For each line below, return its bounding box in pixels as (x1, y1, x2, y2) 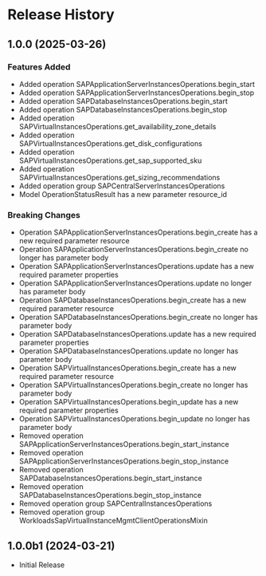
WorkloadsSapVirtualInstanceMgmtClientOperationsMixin (18, 516, 208, 526)
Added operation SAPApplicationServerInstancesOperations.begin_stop (18, 88, 255, 97)
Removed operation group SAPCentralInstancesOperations (18, 499, 213, 508)
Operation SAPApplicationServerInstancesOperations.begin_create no (18, 245, 248, 254)
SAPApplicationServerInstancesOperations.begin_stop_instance (18, 456, 229, 466)
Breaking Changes (7, 209, 81, 220)
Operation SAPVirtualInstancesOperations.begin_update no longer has (18, 414, 250, 424)
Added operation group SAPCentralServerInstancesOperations (18, 181, 225, 191)
